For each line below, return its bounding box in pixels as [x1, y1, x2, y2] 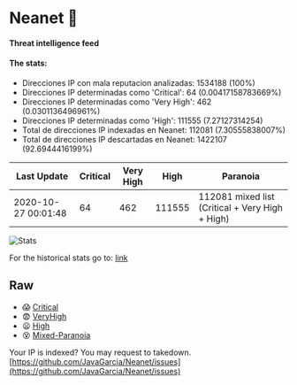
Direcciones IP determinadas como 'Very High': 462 [21, 96, 212, 107]
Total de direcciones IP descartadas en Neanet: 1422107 [21, 134, 227, 144]
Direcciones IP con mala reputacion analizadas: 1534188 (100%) [21, 77, 255, 88]
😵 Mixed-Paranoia [21, 329, 91, 340]
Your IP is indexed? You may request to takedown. [9, 347, 192, 358]
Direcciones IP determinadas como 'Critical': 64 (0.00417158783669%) [21, 87, 282, 97]
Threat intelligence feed [9, 37, 100, 48]
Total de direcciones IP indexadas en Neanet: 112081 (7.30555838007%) [21, 124, 286, 135]
